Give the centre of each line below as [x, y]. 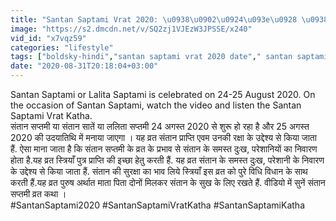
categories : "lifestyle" [62, 47]
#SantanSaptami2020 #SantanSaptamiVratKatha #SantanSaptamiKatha [157, 205]
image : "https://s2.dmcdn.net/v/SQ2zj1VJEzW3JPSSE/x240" [131, 29]
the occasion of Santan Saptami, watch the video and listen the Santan [156, 105]
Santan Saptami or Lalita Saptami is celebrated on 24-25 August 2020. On [163, 94]
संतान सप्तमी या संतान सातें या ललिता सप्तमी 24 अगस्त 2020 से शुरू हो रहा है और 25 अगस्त [160, 126]
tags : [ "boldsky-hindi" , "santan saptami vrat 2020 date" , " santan [151, 57]
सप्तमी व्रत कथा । [38, 194]
